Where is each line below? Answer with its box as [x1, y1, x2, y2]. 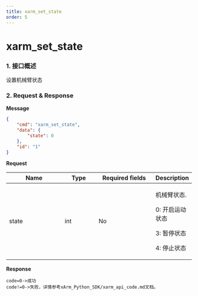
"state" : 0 [27, 132, 54, 139]
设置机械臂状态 [6, 76, 42, 83]
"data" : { [16, 128, 41, 134]
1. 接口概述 [6, 61, 37, 70]
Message [6, 105, 29, 112]
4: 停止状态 [155, 244, 187, 252]
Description [155, 174, 189, 182]
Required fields [102, 174, 146, 182]
